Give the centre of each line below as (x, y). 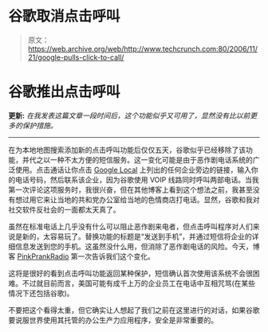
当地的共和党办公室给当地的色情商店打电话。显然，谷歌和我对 (158, 199)
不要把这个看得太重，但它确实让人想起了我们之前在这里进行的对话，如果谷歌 (134, 310)
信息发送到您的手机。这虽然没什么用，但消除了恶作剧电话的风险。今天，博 (137, 246)
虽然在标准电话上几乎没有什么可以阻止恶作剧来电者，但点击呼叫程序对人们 (130, 226)
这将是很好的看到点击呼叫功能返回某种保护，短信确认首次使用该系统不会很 (130, 273)
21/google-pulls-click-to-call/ (76, 57)
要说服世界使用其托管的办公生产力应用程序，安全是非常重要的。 (113, 320)
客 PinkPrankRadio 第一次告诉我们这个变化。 (82, 256)
